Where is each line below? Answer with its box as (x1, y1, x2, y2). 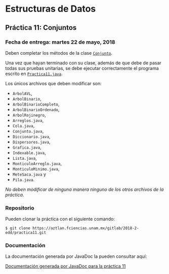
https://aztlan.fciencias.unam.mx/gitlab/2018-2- (32, 226, 139, 231)
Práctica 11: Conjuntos (5, 23, 77, 32)
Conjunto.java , (12, 128, 44, 134)
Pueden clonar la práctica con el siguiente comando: (5, 216, 115, 222)
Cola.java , (12, 122, 35, 128)
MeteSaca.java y (12, 171, 47, 177)
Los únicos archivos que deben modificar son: (5, 80, 102, 86)
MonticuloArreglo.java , (12, 160, 62, 166)
